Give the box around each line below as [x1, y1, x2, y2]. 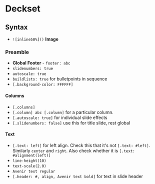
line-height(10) [12, 158, 46, 163]
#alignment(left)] [12, 153, 51, 158]
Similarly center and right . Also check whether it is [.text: [12, 147, 135, 153]
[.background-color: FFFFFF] [12, 82, 73, 87]
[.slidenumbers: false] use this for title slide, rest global [12, 119, 130, 125]
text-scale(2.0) [12, 163, 46, 168]
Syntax [5, 23, 28, 31]
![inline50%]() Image [12, 36, 58, 42]
